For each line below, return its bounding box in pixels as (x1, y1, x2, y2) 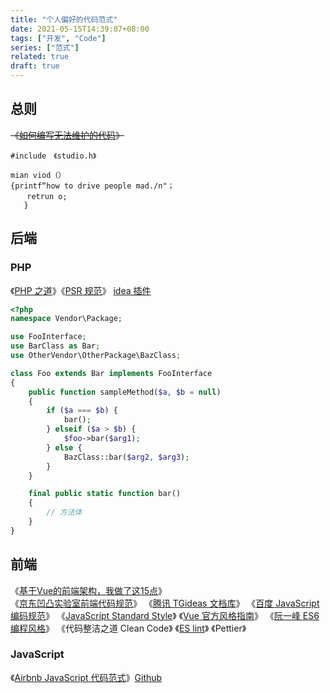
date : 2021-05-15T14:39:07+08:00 (10, 24, 150, 34)
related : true (10, 52, 70, 62)
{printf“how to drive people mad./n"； (10, 181, 175, 191)
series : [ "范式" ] (10, 42, 80, 53)
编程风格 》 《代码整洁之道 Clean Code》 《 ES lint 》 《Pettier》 (10, 622, 247, 634)
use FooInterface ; (10, 332, 87, 342)
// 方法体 (46, 507, 83, 518)
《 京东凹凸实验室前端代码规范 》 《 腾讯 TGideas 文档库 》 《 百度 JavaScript (10, 597, 320, 609)
